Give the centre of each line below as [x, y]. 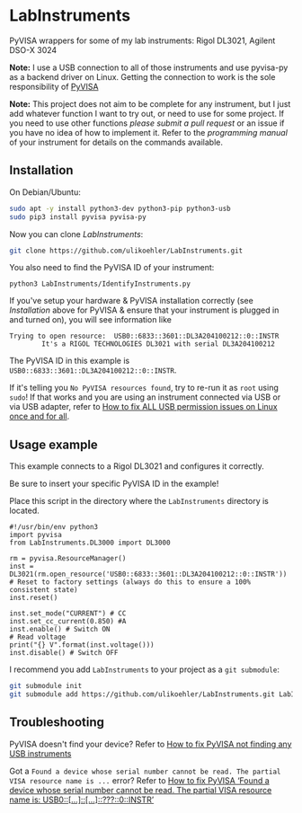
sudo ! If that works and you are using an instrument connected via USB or [145, 397]
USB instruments [40, 753]
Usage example [54, 444]
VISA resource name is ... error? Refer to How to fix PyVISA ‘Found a [139, 780]
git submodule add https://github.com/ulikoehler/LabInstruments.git [142, 694]
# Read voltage [38, 637]
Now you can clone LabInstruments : [76, 234]
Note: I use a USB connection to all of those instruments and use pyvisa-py [149, 67]
